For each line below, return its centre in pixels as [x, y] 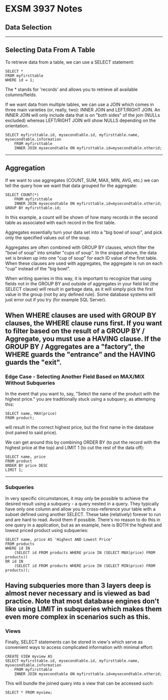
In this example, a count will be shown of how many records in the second [81, 217]
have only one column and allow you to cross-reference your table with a [80, 509]
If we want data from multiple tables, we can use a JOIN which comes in [79, 104]
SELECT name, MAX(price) [31, 414]
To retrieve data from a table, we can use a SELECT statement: [70, 62]
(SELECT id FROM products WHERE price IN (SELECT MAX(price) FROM [85, 553]
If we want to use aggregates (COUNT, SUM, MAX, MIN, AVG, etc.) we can [82, 180]
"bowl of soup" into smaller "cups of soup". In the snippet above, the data [81, 252]
